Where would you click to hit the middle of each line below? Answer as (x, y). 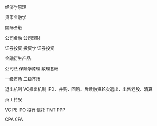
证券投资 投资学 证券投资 (30, 48)
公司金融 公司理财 (23, 38)
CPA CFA (14, 119)
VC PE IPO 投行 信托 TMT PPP (35, 110)
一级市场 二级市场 (23, 79)
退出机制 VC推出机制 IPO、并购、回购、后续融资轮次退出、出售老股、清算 (79, 89)
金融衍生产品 (18, 58)
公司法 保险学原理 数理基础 (32, 69)
